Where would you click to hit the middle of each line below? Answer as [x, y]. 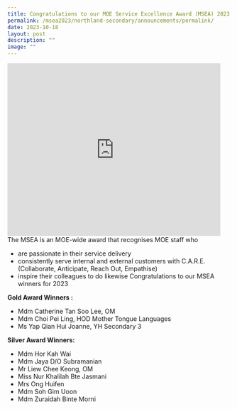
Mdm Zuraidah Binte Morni [57, 399]
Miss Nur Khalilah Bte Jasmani [62, 376]
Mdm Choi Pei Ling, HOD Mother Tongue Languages [94, 319]
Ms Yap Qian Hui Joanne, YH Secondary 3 [79, 326]
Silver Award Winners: [41, 340]
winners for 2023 [43, 284]
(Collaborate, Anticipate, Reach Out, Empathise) [87, 268]
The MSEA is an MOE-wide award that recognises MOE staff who [103, 240]
